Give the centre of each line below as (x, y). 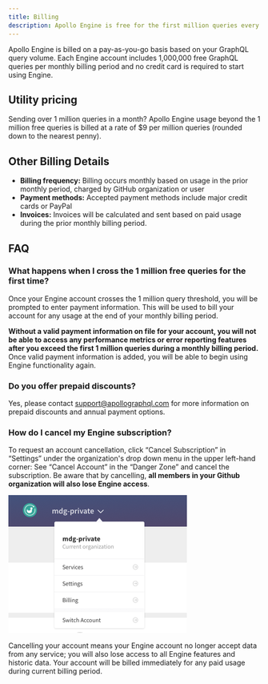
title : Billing (34, 17)
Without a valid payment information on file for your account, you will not (132, 331)
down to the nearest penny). (55, 136)
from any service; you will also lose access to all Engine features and (122, 654)
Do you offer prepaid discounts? (72, 386)
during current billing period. (55, 671)
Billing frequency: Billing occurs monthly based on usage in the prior (134, 181)
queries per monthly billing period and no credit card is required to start (126, 66)
